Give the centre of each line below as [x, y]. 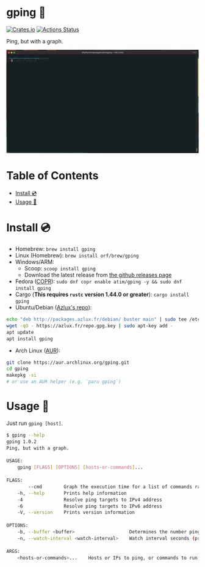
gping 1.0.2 [21, 442]
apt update [20, 332]
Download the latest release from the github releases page [98, 275]
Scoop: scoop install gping [60, 269]
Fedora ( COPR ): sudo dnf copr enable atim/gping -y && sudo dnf [99, 281]
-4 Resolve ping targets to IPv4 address [90, 500]
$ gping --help [26, 435]
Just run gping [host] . [34, 423]
